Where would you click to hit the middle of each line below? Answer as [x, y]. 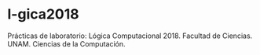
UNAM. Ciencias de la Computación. [67, 43]
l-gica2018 [43, 14]
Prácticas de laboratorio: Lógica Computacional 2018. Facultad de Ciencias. [130, 36]
